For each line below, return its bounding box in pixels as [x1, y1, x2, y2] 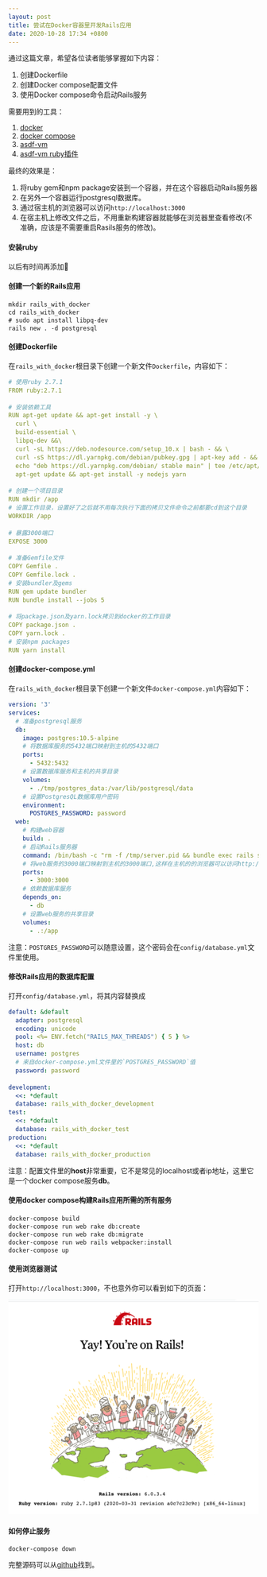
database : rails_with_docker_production [15, 1150, 151, 1158]
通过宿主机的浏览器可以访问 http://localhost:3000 [19, 203, 186, 212]
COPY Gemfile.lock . [8, 571, 77, 579]
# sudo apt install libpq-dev [8, 316, 109, 324]
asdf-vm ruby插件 [19, 149, 79, 159]
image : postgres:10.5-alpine [22, 734, 119, 742]
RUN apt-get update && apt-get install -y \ [8, 412, 158, 420]
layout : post [8, 13, 52, 21]
